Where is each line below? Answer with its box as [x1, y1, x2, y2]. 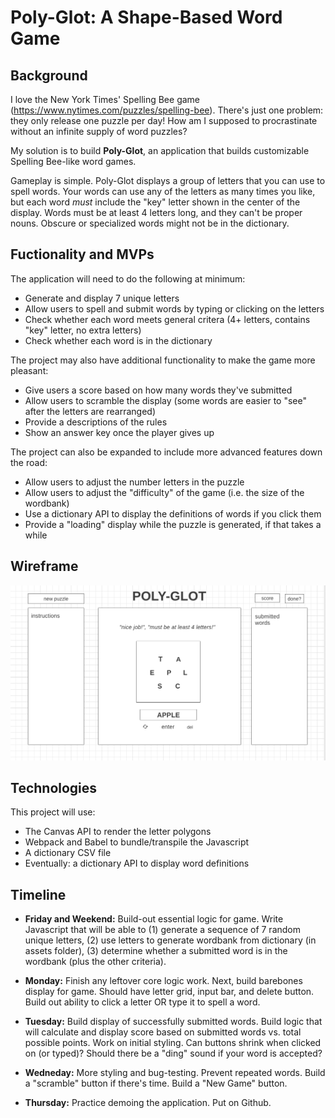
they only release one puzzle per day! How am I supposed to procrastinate [10, 115, 318, 126]
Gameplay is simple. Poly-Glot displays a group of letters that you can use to [10, 175, 326, 186]
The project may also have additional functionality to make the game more [10, 354, 316, 366]
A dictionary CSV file [24, 847, 112, 859]
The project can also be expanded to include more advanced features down [10, 446, 323, 458]
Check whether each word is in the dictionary [24, 334, 213, 346]
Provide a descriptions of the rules [24, 416, 168, 428]
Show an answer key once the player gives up [24, 426, 215, 438]
